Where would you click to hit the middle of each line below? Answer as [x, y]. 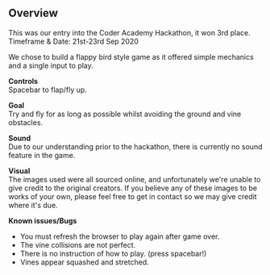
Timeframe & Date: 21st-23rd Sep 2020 [74, 41]
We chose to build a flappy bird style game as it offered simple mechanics [131, 56]
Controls [23, 81]
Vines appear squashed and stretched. [84, 262]
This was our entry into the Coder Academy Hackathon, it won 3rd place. [130, 32]
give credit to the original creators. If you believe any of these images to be [133, 188]
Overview [33, 13]
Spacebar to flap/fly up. [48, 90]
